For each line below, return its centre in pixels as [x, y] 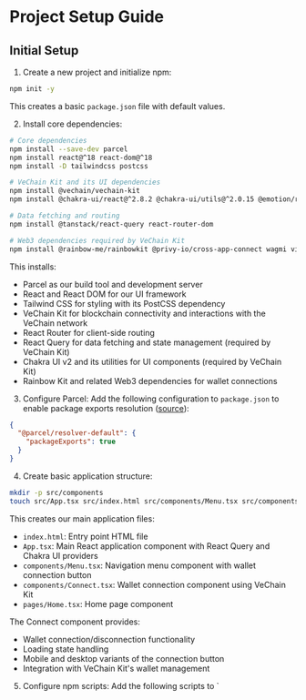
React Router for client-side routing [88, 332]
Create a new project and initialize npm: [97, 72]
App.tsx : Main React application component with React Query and [146, 546]
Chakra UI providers [60, 555]
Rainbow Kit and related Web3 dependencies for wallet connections [150, 380]
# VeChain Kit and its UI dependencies [85, 183]
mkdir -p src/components [56, 492]
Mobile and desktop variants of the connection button [123, 658]
